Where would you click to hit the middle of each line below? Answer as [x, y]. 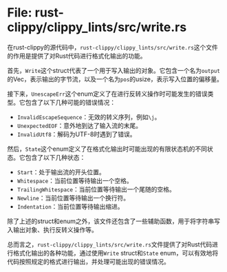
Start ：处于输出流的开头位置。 [61, 172]
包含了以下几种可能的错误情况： [70, 102]
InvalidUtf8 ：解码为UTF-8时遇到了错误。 [76, 134]
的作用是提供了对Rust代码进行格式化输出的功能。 [77, 56]
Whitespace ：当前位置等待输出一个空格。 [75, 180]
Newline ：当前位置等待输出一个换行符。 [73, 198]
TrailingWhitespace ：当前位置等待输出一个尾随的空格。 [96, 189]
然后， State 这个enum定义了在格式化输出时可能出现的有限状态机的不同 [107, 149]
